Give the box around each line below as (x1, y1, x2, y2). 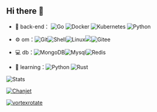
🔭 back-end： (14, 22, 50, 30)
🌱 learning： (14, 63, 46, 70)
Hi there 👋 (6, 6, 44, 16)
